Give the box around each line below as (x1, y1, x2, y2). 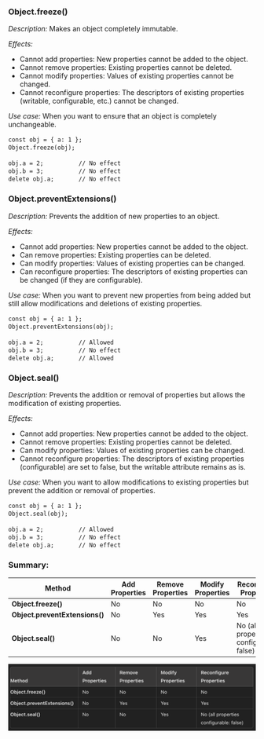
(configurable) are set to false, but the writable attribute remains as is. (19, 462, 246, 471)
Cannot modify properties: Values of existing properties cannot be (19, 71, 234, 81)
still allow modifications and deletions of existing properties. (8, 298, 203, 308)
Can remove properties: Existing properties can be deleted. (19, 250, 211, 259)
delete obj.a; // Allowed (8, 354, 114, 362)
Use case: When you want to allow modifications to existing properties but (8, 477, 249, 487)
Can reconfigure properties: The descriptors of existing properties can (19, 266, 248, 276)
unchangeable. (8, 120, 57, 130)
